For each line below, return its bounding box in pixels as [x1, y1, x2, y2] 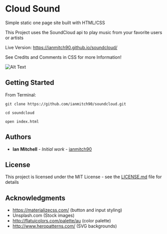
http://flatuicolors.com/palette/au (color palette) [12, 218, 111, 224]
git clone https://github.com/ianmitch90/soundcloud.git [5, 101, 126, 106]
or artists [5, 35, 24, 41]
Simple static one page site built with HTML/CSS [5, 20, 105, 26]
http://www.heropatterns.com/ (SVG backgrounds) [12, 223, 117, 229]
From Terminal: [5, 91, 36, 98]
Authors [5, 133, 31, 141]
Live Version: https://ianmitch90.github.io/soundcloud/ [5, 44, 117, 50]
